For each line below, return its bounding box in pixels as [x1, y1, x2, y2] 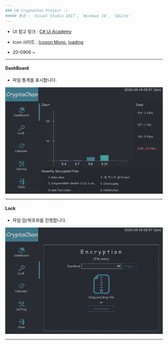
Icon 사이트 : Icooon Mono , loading [12, 39, 84, 45]
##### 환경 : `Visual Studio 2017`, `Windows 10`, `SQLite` [5, 13, 131, 19]
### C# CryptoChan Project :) [5, 8, 68, 13]
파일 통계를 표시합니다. [12, 77, 57, 83]
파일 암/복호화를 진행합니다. [12, 217, 66, 223]
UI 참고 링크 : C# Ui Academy [12, 28, 72, 35]
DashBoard [5, 65, 29, 71]
